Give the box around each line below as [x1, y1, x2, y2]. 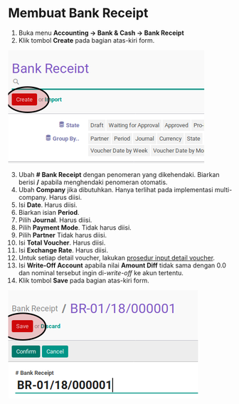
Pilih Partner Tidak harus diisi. [18, 230, 107, 239]
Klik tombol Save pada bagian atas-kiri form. [18, 276, 150, 285]
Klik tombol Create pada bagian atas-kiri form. [18, 36, 155, 44]
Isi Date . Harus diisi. [18, 201, 78, 209]
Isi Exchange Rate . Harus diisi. [18, 245, 109, 254]
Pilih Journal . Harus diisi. [18, 216, 92, 224]
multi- [214, 185, 233, 193]
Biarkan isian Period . [18, 208, 80, 216]
